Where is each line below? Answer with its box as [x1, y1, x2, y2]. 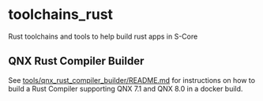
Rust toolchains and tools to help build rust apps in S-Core [8, 32, 198, 41]
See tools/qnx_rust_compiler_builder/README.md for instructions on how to [8, 75, 255, 84]
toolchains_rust [8, 6, 113, 24]
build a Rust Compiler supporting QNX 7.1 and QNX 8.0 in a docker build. [8, 84, 243, 93]
